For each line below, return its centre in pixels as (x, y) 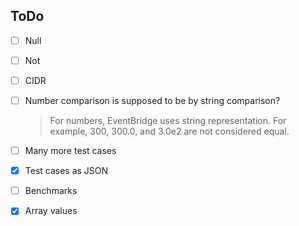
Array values (51, 211)
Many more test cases (70, 151)
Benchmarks (51, 191)
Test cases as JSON (66, 171)
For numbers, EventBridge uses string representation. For (168, 121)
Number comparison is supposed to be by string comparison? (152, 100)
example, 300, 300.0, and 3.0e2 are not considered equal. (169, 131)
